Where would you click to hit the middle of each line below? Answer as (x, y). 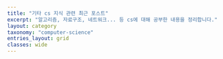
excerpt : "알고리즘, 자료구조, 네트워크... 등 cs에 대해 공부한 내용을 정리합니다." (113, 20)
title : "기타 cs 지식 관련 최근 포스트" (58, 13)
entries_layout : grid (38, 39)
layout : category (32, 26)
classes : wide (28, 45)
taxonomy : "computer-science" (51, 32)
